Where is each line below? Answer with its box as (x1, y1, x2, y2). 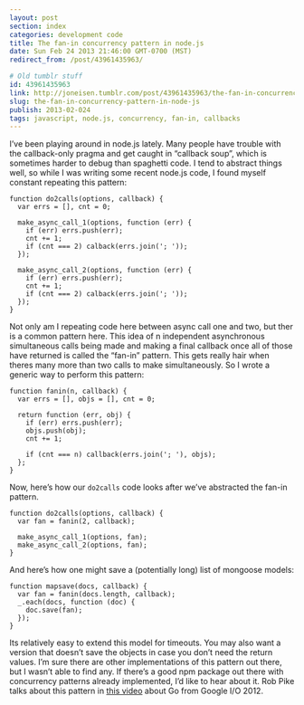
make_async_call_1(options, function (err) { (17, 218, 193, 227)
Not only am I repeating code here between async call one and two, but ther (9, 321, 294, 332)
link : (9, 88, 30, 98)
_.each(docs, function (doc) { (17, 598, 136, 607)
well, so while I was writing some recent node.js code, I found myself (9, 167, 267, 178)
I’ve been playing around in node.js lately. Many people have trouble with (9, 138, 281, 149)
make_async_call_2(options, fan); (17, 540, 147, 550)
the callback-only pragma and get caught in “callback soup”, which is (9, 148, 267, 159)
